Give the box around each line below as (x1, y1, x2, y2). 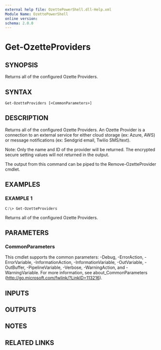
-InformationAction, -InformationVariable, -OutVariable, (33, 260, 144, 265)
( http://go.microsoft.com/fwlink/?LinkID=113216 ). (5, 275, 103, 281)
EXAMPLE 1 (5, 195, 33, 202)
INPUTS (5, 289, 29, 297)
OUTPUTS (5, 306, 36, 314)
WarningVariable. (5, 270, 40, 276)
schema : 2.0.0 (5, 20, 34, 26)
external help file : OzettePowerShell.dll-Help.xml (5, 7, 112, 12)
